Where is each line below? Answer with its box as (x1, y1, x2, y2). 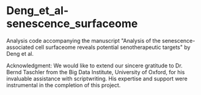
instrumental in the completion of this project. (6, 81, 121, 89)
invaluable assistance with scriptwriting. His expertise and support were (6, 75, 188, 82)
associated (6, 44, 34, 51)
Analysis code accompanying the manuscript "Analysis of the (6, 37, 161, 44)
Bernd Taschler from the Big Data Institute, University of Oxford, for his (6, 68, 185, 75)
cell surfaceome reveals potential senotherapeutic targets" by (35, 44, 191, 51)
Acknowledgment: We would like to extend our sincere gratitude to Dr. (6, 62, 183, 69)
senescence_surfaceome (6, 17, 138, 31)
